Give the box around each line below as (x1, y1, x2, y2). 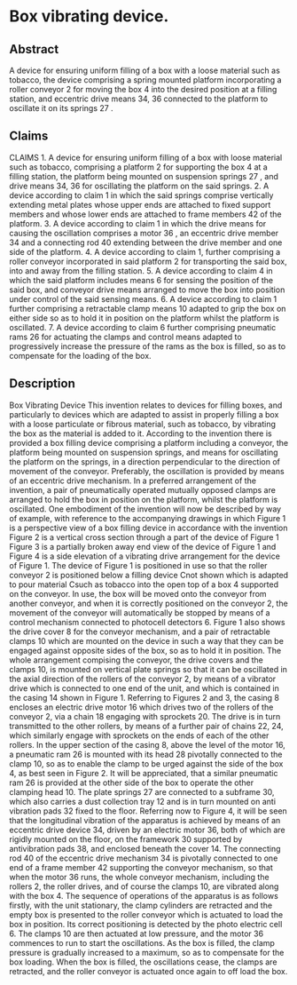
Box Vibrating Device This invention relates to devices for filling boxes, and (9, 400, 283, 410)
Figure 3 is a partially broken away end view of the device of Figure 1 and (9, 541, 277, 552)
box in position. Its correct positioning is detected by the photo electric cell (9, 918, 283, 929)
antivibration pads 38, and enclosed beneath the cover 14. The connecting (9, 843, 281, 854)
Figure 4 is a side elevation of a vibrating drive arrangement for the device (9, 551, 281, 561)
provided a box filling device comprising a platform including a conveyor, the (9, 437, 289, 448)
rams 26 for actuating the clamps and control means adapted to (9, 331, 242, 342)
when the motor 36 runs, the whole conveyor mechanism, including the (9, 871, 270, 882)
